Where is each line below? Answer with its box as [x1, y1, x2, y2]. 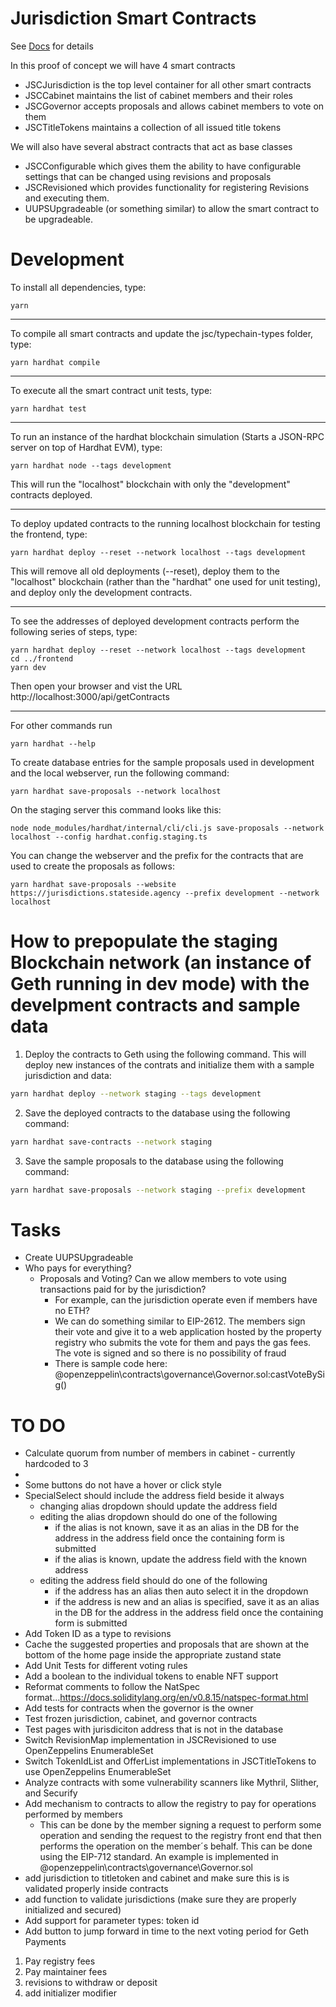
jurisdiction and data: [24, 1069, 112, 1081]
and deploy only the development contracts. [10, 586, 193, 598]
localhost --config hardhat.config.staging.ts [10, 832, 208, 842]
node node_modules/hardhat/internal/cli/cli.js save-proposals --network [10, 823, 325, 833]
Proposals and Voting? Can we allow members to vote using [39, 1273, 287, 1285]
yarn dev [10, 662, 47, 672]
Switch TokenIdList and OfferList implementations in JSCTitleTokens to [24, 1755, 317, 1767]
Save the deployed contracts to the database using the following [24, 1107, 291, 1119]
